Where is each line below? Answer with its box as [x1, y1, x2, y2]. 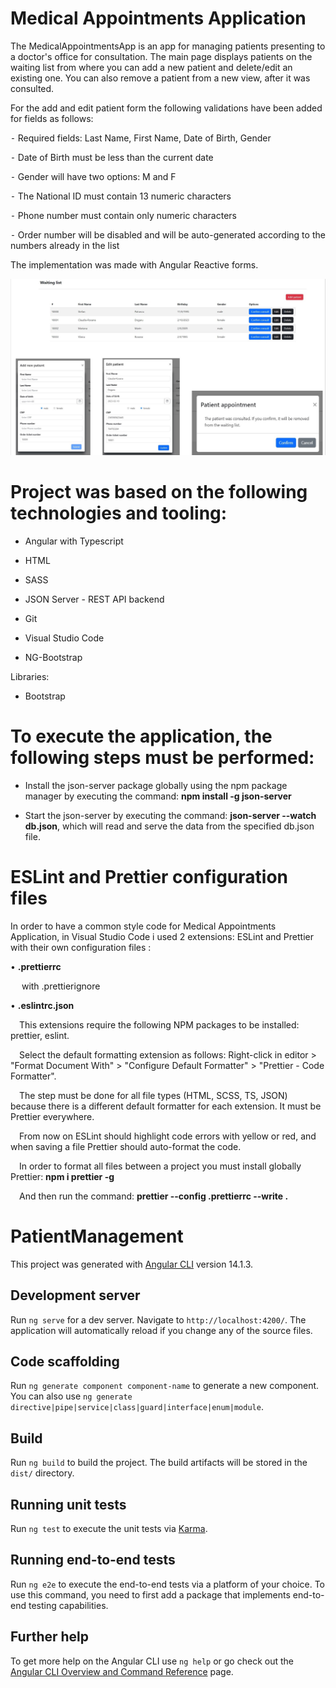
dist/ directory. [10, 1467, 75, 1479]
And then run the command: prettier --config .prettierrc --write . [19, 1190, 289, 1202]
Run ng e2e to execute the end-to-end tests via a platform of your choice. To [10, 1578, 326, 1590]
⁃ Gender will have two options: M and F [10, 170, 177, 182]
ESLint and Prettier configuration [10, 866, 288, 889]
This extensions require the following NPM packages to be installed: [19, 1018, 300, 1031]
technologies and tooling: [10, 502, 228, 525]
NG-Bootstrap [24, 651, 83, 663]
